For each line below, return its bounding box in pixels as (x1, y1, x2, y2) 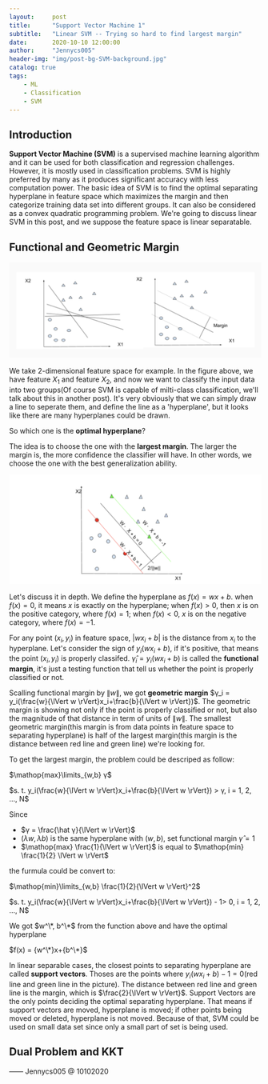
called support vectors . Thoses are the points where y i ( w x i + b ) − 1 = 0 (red (9, 969, 258, 980)
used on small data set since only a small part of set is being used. (9, 1022, 229, 1031)
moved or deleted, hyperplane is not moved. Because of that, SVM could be (9, 1013, 259, 1023)
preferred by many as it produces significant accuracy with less (9, 174, 219, 184)
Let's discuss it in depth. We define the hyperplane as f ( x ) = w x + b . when (9, 592, 254, 602)
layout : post (9, 13, 67, 21)
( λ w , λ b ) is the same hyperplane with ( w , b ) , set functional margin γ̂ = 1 (20, 834, 255, 843)
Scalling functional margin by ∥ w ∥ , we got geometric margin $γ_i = (9, 688, 230, 698)
